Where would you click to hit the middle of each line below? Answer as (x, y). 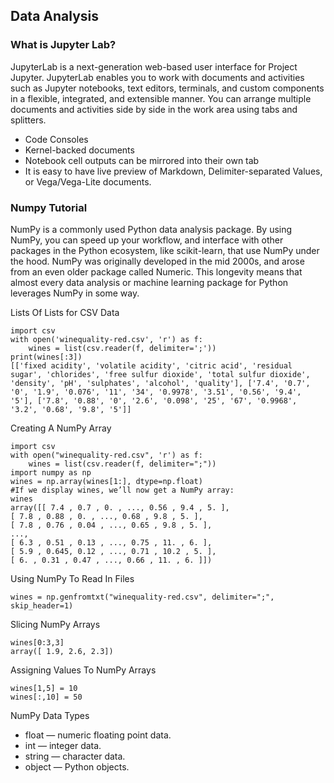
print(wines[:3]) (46, 357)
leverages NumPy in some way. (75, 293)
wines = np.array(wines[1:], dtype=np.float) (106, 481)
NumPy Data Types (50, 715)
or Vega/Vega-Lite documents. (88, 181)
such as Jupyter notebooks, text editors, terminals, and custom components (167, 88)
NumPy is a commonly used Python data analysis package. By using (151, 229)
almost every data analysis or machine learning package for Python (149, 282)
